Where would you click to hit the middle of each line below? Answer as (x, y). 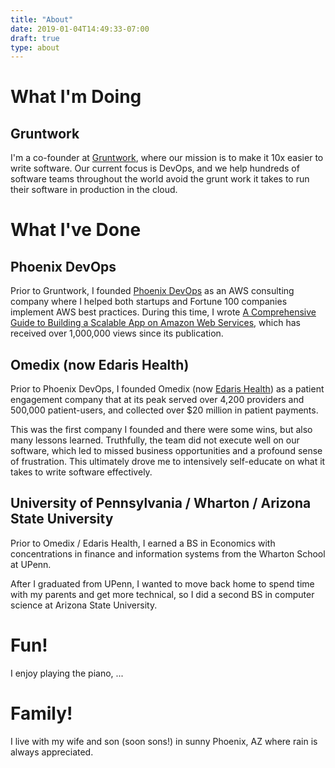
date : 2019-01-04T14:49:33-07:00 (80, 29)
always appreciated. (52, 752)
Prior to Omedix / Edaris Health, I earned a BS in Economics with (143, 543)
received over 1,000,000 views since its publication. (117, 333)
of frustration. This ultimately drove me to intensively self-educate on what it (168, 462)
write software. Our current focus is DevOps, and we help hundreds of (155, 168)
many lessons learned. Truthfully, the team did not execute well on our (155, 440)
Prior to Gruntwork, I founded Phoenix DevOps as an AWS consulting (152, 291)
